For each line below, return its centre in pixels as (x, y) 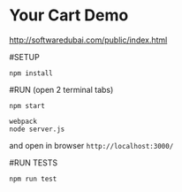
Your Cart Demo (69, 15)
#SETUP (24, 57)
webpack (23, 121)
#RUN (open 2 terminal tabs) (61, 89)
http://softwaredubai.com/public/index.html (88, 40)
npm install (31, 73)
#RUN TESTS (34, 162)
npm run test (33, 179)
